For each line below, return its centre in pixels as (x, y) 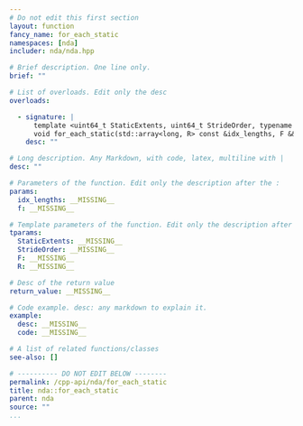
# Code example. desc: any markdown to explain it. (108, 308)
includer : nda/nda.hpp (52, 51)
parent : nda (32, 399)
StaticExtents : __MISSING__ (70, 241)
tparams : (26, 233)
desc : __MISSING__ (52, 324)
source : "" (30, 407)
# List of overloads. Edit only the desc (88, 92)
